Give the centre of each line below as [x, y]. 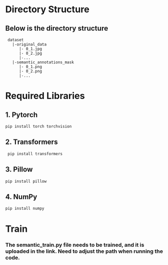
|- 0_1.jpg [30, 49]
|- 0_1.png [30, 67]
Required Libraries [45, 96]
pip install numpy [25, 209]
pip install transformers [35, 154]
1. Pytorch [21, 115]
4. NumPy [21, 197]
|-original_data [29, 44]
